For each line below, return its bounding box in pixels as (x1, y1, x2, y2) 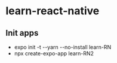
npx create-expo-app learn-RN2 (14, 50, 94, 57)
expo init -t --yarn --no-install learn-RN (14, 43, 112, 51)
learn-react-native (5, 4, 100, 18)
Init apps (5, 28, 39, 38)
